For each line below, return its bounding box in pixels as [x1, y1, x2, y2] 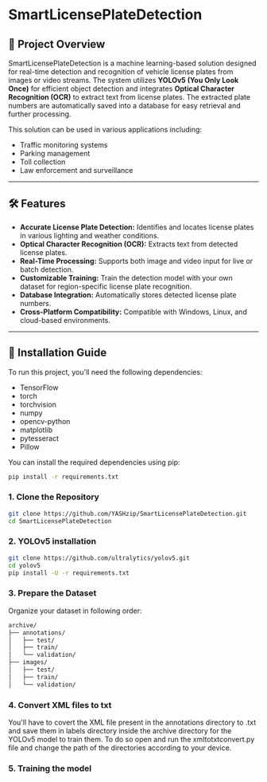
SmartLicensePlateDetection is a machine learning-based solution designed [8, 58, 257, 68]
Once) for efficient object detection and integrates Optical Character [8, 84, 234, 93]
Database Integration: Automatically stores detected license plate [19, 289, 237, 300]
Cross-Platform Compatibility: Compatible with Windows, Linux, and [19, 307, 248, 316]
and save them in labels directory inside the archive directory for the [8, 725, 232, 735]
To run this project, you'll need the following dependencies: [8, 367, 203, 376]
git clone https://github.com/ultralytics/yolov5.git [8, 554, 191, 562]
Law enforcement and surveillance [19, 166, 133, 175]
